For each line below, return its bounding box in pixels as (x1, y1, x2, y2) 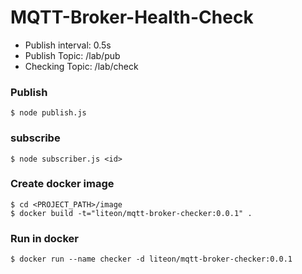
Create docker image (10, 177, 115, 191)
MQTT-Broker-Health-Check (10, 6, 254, 29)
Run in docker (10, 231, 79, 245)
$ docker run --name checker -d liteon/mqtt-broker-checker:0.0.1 (10, 254, 293, 265)
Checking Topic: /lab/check (24, 60, 139, 72)
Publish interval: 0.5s (24, 39, 112, 51)
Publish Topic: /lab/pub (24, 49, 121, 61)
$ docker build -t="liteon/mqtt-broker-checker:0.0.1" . (10, 208, 253, 218)
